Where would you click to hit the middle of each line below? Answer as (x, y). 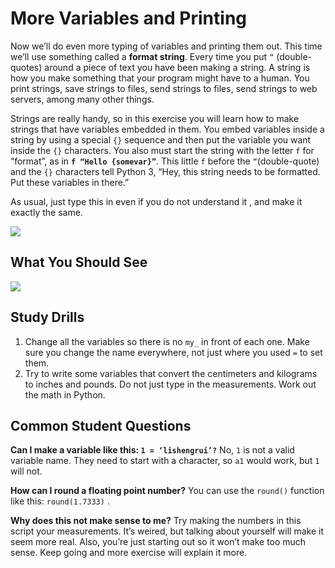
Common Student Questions (101, 425)
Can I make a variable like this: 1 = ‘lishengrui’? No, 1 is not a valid (152, 450)
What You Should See (79, 262)
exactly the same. (46, 212)
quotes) (26, 67)
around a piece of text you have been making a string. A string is (177, 67)
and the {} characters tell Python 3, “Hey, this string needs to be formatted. (165, 171)
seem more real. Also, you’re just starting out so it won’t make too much (158, 542)
